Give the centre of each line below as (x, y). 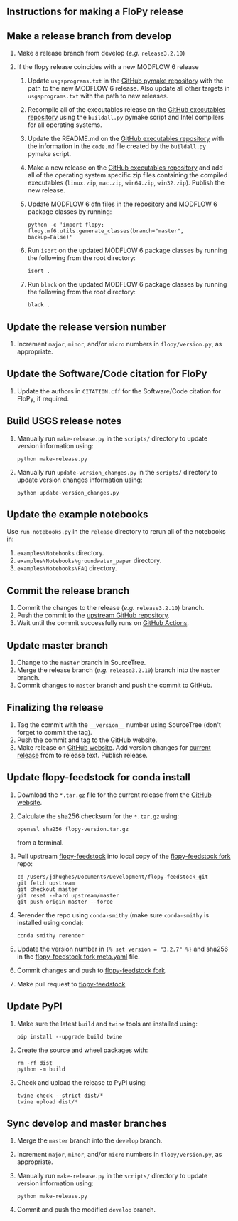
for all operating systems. (65, 125)
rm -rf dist (34, 1063)
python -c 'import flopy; (66, 225)
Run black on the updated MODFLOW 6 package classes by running (127, 284)
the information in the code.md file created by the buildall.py (117, 146)
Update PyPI (34, 1007)
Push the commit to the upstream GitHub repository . (93, 615)
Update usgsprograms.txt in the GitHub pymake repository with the (125, 81)
